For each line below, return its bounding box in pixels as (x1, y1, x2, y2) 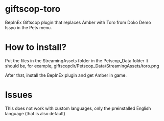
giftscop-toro (5, 3, 61, 15)
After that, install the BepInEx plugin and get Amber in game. (5, 72, 127, 78)
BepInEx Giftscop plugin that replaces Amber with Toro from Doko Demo (5, 19, 151, 25)
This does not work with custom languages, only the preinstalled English (5, 105, 151, 111)
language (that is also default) (5, 110, 66, 116)
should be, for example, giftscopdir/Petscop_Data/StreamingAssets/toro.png (5, 63, 160, 69)
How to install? (5, 42, 67, 53)
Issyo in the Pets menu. (5, 24, 52, 30)
